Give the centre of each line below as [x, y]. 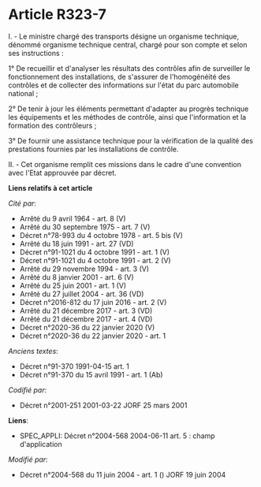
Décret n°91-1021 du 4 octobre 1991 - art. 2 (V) [95, 260]
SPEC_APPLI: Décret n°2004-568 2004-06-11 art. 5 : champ [117, 436]
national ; [23, 93]
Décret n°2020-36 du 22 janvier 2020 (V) [87, 327]
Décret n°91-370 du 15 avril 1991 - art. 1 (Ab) [91, 374]
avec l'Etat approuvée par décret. [62, 173]
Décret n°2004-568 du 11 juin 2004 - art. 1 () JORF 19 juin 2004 [123, 474]
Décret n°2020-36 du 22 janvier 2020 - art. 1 [93, 336]
